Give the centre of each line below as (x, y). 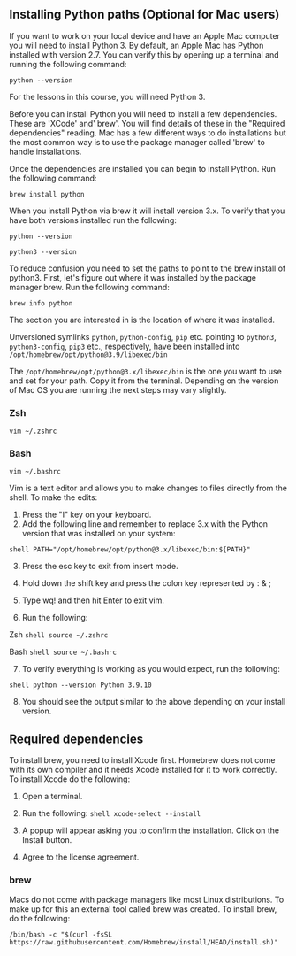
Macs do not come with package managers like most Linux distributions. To (147, 899)
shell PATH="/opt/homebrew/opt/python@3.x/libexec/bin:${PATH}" (130, 550)
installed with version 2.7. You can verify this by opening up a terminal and (144, 54)
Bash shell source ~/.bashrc (63, 652)
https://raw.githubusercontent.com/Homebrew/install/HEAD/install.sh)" (144, 942)
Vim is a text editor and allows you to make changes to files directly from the (148, 488)
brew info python (41, 303)
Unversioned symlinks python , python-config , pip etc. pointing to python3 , (143, 336)
